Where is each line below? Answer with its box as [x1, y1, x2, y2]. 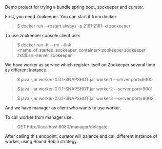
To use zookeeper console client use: [5, 33, 81, 38]
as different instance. [5, 67, 48, 73]
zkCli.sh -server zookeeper [17, 52, 72, 58]
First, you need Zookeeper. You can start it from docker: [5, 14, 118, 19]
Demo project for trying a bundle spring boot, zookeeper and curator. [5, 4, 144, 10]
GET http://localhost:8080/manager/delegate [17, 124, 108, 129]
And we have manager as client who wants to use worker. [5, 105, 121, 110]
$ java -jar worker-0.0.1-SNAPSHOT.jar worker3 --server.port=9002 [17, 95, 154, 101]
